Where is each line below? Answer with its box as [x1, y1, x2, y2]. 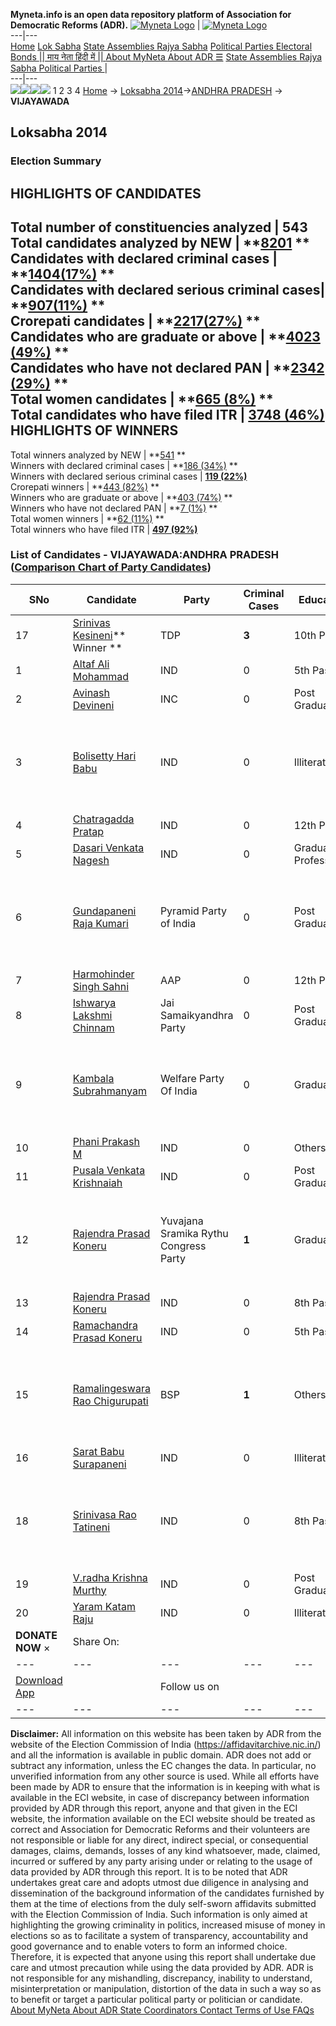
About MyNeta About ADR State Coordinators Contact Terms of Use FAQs [10, 2004, 315, 2016]
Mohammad [72, 669, 130, 683]
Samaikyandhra [159, 1008, 234, 1022]
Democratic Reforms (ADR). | [10, 19, 201, 31]
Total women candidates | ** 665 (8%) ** [10, 391, 274, 408]
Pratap [72, 824, 105, 838]
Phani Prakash [72, 1134, 140, 1148]
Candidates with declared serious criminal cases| [10, 282, 326, 299]
